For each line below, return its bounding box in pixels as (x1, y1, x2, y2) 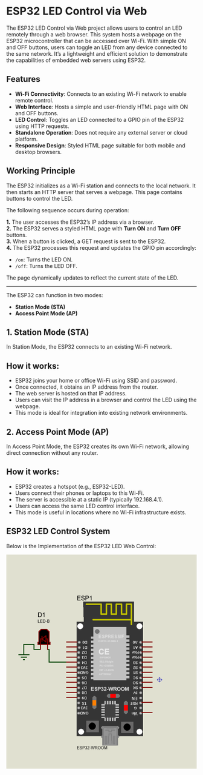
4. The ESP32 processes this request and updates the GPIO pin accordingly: (6, 244, 196, 251)
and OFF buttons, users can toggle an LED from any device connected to (6, 44, 188, 51)
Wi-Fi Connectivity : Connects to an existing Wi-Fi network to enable (14, 90, 187, 98)
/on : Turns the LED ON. (14, 256, 73, 263)
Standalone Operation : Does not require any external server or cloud (14, 129, 188, 136)
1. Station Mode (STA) (6, 327, 89, 337)
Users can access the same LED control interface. (14, 502, 140, 509)
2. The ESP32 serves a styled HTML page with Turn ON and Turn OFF (6, 224, 181, 232)
